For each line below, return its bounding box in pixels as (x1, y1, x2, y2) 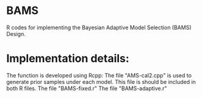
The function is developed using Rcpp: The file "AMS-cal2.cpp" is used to (6, 71, 192, 79)
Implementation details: (6, 52, 129, 66)
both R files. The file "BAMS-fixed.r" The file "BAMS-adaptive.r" (6, 85, 167, 92)
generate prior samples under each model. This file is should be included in (6, 78, 197, 85)
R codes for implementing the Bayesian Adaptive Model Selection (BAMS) (6, 24, 192, 31)
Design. (6, 30, 26, 37)
